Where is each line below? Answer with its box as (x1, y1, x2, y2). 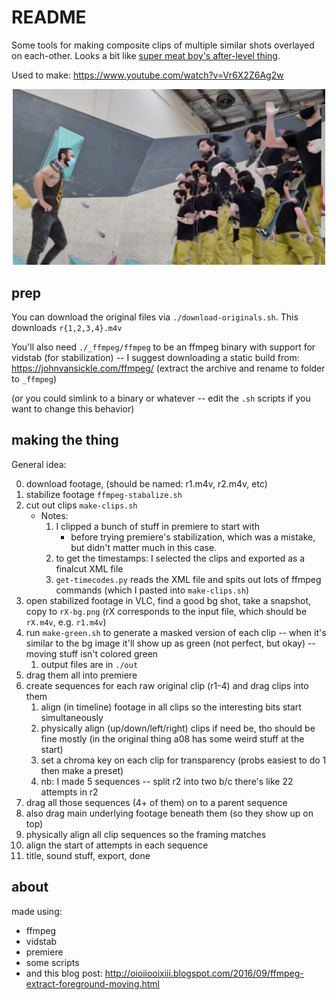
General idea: (11, 458, 67, 470)
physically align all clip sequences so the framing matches (25, 828, 267, 840)
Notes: (40, 509, 69, 521)
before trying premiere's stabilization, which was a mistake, (70, 531, 316, 543)
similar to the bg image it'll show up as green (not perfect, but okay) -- (25, 637, 316, 649)
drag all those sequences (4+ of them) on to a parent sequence (25, 796, 288, 808)
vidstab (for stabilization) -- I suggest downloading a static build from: (11, 352, 300, 363)
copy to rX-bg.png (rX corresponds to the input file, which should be (25, 605, 308, 617)
